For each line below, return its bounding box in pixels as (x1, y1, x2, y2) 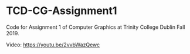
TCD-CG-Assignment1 (6, 4, 117, 18)
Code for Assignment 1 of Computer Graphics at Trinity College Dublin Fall (6, 23, 185, 31)
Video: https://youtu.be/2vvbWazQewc (6, 41, 100, 48)
